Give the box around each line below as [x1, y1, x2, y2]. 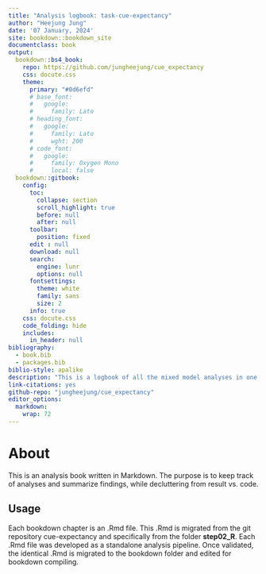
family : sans [37, 292, 80, 300]
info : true [29, 306, 66, 314]
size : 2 [37, 299, 62, 307]
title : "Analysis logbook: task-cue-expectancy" [8, 11, 172, 20]
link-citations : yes [8, 380, 77, 389]
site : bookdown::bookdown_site [8, 33, 112, 42]
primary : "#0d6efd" [29, 85, 94, 94]
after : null [37, 218, 77, 226]
